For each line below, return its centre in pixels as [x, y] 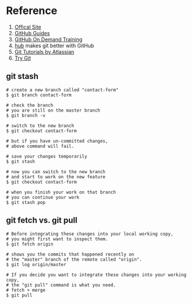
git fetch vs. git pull [42, 220]
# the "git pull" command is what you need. [61, 285]
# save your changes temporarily [47, 156]
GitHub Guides [32, 33]
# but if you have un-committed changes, [57, 141]
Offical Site [28, 27]
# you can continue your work [43, 197]
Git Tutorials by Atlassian [44, 51]
